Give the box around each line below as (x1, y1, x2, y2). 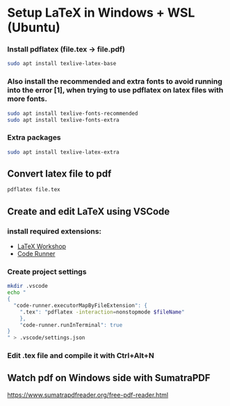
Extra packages (7, 133, 61, 143)
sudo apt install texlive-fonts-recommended (7, 110, 138, 117)
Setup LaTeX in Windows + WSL (7, 5, 195, 21)
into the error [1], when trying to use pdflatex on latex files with (7, 86, 224, 95)
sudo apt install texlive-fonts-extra (7, 116, 120, 123)
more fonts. (7, 94, 47, 104)
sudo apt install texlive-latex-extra (7, 148, 120, 156)
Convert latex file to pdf (7, 168, 112, 179)
